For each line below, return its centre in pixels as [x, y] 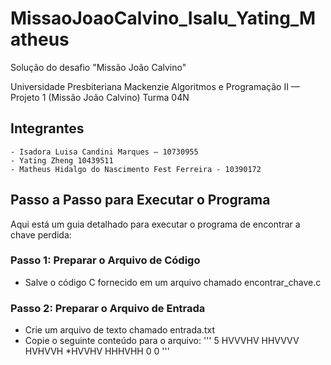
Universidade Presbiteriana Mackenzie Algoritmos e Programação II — [155, 86]
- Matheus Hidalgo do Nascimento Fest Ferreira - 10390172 [136, 169]
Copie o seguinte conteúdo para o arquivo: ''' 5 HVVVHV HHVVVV [162, 341]
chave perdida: [41, 234]
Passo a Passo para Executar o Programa [140, 200]
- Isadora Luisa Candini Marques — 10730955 [104, 152]
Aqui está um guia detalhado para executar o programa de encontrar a [155, 224]
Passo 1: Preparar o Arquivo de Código [105, 260]
